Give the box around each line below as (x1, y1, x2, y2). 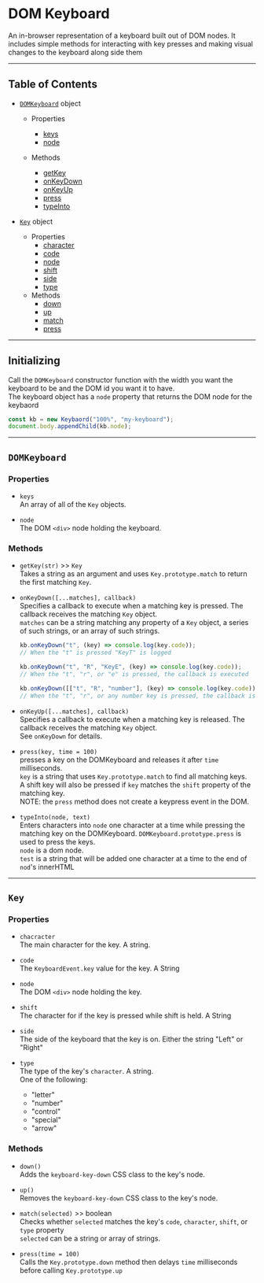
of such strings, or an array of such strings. (19, 627, 160, 636)
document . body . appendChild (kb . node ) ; (8, 423, 132, 431)
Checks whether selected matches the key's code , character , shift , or (19, 1217, 248, 1226)
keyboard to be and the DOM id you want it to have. (8, 383, 175, 393)
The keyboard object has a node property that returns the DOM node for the (8, 391, 253, 401)
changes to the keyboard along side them (8, 47, 143, 57)
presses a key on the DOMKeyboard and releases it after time (19, 755, 219, 764)
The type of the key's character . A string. (19, 1067, 154, 1076)
